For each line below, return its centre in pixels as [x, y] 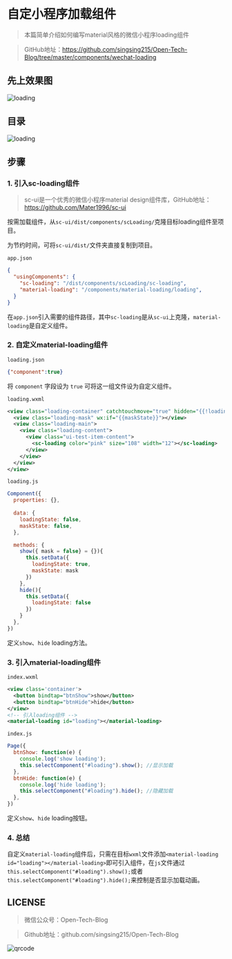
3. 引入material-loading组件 [54, 662]
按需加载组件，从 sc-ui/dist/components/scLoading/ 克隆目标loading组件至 [113, 222]
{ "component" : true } [35, 372]
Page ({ [17, 746]
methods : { [29, 545]
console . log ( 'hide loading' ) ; [63, 785]
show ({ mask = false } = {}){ [61, 551]
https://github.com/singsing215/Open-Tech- [125, 49]
